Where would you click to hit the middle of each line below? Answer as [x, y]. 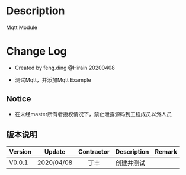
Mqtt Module [22, 27]
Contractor [94, 151]
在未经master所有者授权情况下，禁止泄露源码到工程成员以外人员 [93, 114]
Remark [166, 151]
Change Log [36, 51]
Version [20, 151]
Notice [19, 99]
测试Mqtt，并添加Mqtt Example [53, 80]
